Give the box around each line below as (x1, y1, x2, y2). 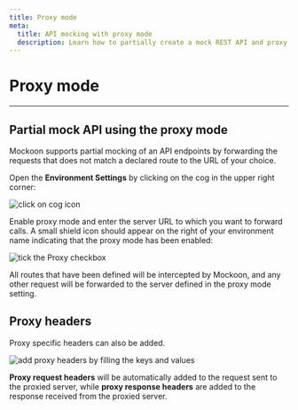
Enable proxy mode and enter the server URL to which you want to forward (9, 217, 283, 226)
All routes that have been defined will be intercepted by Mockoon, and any (9, 270, 281, 280)
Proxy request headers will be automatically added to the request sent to (9, 372, 278, 382)
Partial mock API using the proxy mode (9, 122, 228, 138)
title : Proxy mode (9, 12, 77, 22)
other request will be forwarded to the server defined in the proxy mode (9, 279, 272, 289)
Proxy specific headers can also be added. (9, 337, 166, 348)
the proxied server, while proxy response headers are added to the (9, 381, 256, 391)
